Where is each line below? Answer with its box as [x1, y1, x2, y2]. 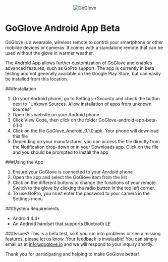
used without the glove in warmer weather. [5, 50, 94, 56]
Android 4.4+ [12, 215, 40, 221]
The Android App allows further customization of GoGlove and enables [5, 60, 152, 66]
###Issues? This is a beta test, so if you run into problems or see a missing [5, 230, 161, 236]
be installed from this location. [5, 76, 68, 82]
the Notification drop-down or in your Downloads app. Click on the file [12, 144, 159, 150]
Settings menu [12, 195, 43, 202]
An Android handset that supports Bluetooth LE [12, 221, 111, 227]
